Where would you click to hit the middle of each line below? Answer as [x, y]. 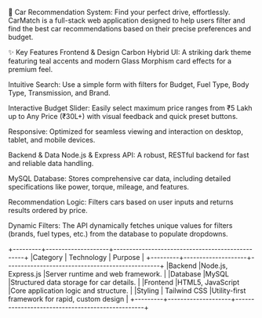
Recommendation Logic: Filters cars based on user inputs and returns [121, 202]
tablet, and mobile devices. [52, 140]
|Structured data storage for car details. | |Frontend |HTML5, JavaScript [124, 282]
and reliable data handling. [51, 163]
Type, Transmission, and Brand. [60, 93]
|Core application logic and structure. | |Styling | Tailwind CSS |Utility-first [127, 291]
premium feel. [31, 69]
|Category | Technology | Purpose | [87, 257]
